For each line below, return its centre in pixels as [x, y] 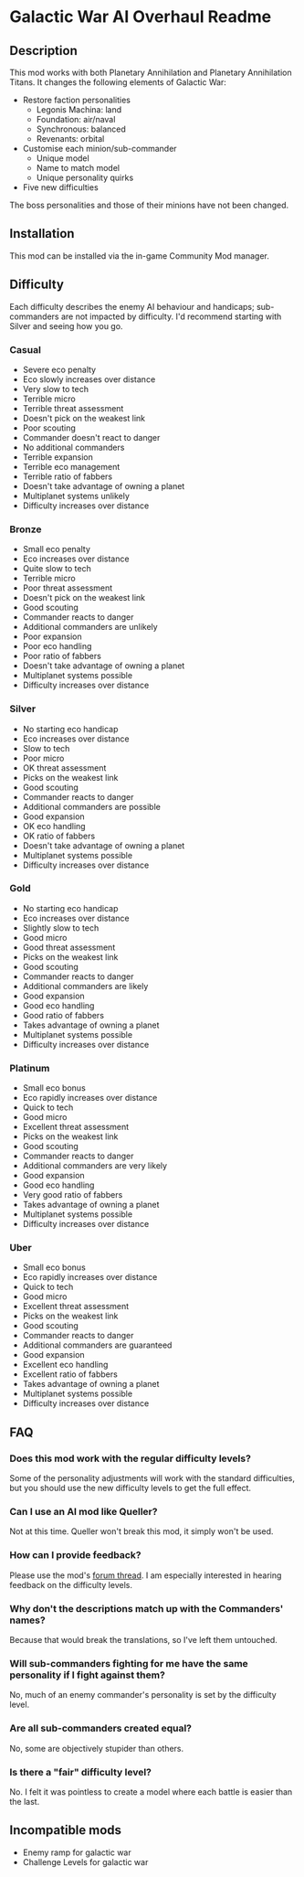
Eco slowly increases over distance [89, 379]
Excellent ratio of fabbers [70, 1374]
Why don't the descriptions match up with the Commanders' [147, 1608]
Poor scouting [49, 428]
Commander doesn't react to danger [91, 437]
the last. [25, 1801]
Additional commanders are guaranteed [97, 1345]
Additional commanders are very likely [94, 1166]
